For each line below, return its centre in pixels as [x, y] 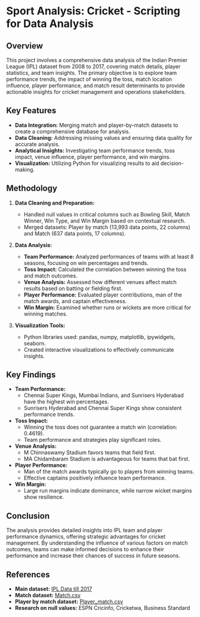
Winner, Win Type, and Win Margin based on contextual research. [105, 221]
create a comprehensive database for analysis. [72, 131]
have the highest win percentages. [66, 402]
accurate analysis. [37, 144]
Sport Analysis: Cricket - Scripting [93, 11]
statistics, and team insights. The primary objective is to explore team [92, 73]
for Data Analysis [50, 24]
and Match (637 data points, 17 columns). [75, 233]
